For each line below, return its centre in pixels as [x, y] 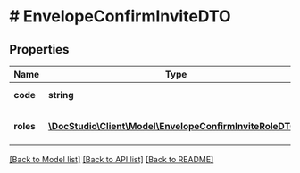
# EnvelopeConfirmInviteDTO [120, 16]
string [61, 95]
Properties [39, 49]
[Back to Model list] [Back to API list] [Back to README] [112, 159]
